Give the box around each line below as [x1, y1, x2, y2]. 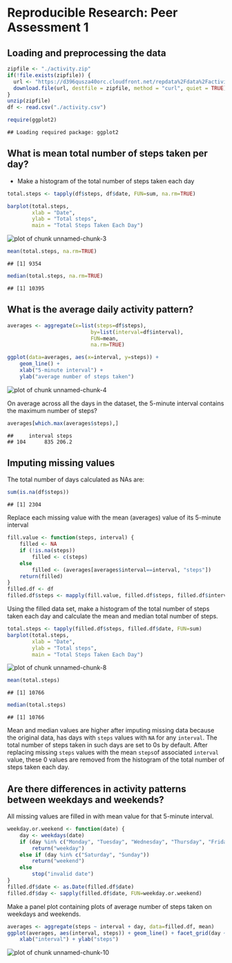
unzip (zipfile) [7, 98, 51, 104]
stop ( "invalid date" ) [32, 870, 95, 878]
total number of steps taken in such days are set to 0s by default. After [7, 741, 209, 749]
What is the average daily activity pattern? [7, 304, 194, 315]
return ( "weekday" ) [32, 845, 85, 852]
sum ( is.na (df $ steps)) [7, 489, 70, 496]
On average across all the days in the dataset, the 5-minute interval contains [7, 399, 224, 407]
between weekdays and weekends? [7, 794, 164, 805]
